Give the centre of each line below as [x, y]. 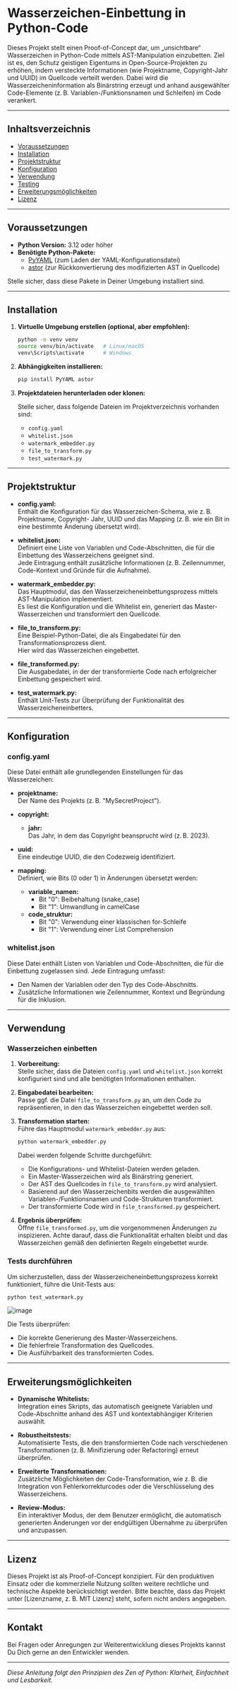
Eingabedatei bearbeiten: [55, 1093]
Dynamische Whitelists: [53, 1399]
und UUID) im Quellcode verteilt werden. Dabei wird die [88, 77]
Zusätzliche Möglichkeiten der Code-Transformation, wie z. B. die [113, 1479]
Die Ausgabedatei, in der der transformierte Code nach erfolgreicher [117, 671]
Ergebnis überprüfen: [50, 1220]
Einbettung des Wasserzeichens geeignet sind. [86, 555]
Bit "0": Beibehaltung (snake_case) [89, 899]
